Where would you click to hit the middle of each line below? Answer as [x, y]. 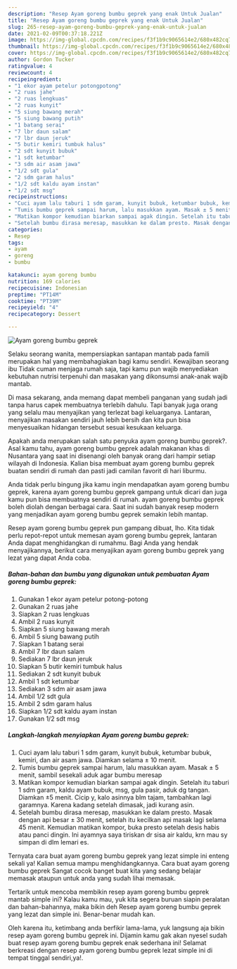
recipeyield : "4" [33, 308]
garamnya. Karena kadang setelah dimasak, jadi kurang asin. [106, 804]
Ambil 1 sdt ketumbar [49, 681]
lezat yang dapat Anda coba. [50, 558]
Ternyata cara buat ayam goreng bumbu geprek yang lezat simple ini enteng [118, 856]
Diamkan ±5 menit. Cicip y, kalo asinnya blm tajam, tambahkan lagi [115, 797]
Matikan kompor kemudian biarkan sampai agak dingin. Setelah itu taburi [123, 782]
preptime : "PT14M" [35, 295]
